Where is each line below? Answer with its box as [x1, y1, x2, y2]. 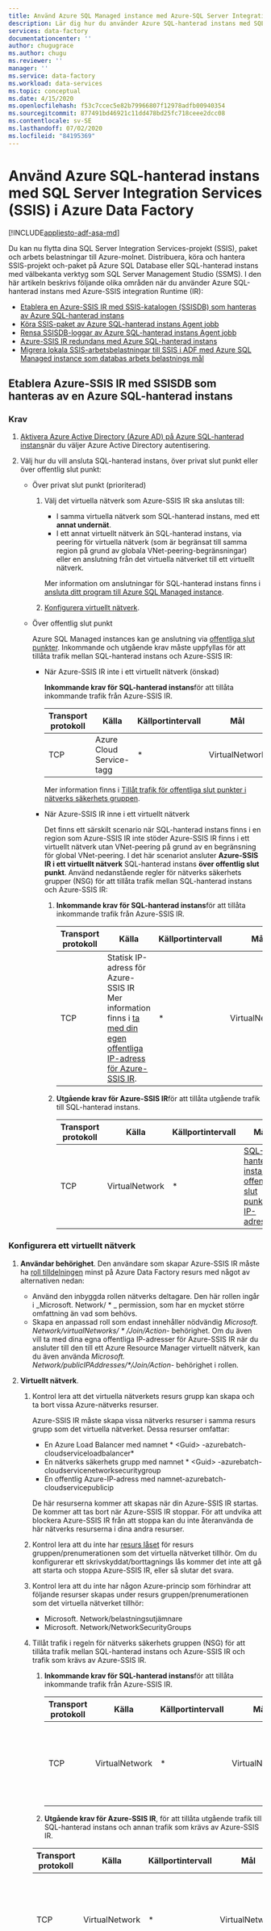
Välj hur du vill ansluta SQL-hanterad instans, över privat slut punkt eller [19, 456, 258, 466]
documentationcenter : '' [8, 34, 92, 43]
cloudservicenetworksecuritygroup [44, 1465, 161, 1475]
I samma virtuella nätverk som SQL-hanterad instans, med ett [56, 512, 261, 521]
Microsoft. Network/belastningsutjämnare [44, 1614, 183, 1623]
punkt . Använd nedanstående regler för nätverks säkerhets [44, 868, 242, 878]
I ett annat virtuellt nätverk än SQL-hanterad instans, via [56, 529, 242, 538]
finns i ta [107, 1012, 140, 1024]
